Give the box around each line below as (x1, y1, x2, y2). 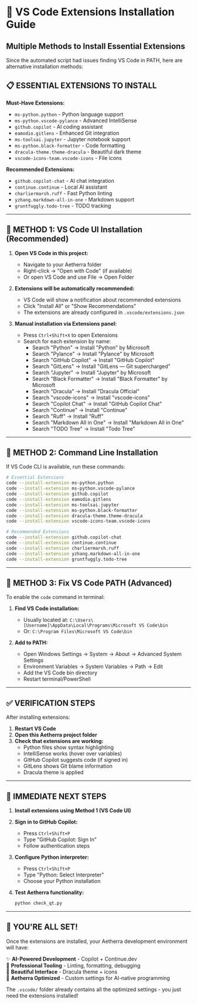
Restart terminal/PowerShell (23, 675, 91, 682)
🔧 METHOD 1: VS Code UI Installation (6, 225, 142, 235)
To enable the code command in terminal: (6, 594, 105, 601)
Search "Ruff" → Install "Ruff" (32, 413, 104, 420)
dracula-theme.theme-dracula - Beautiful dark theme (14, 148, 142, 155)
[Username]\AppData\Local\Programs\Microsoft (23, 623, 137, 628)
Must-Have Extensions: (6, 99, 65, 106)
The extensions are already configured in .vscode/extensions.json (23, 309, 185, 316)
